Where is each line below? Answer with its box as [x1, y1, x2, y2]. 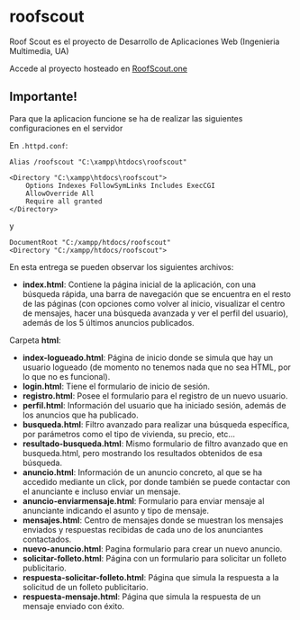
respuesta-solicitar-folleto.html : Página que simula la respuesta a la [22, 571, 279, 582]
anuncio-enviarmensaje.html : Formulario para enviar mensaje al [22, 495, 265, 506]
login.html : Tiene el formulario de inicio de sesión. [22, 381, 210, 391]
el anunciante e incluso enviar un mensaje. [22, 486, 181, 497]
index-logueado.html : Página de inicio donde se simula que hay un [22, 352, 274, 363]
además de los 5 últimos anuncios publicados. [22, 317, 195, 328]
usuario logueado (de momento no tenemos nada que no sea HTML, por [22, 362, 291, 373]
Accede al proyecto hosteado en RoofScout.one [9, 63, 187, 74]
